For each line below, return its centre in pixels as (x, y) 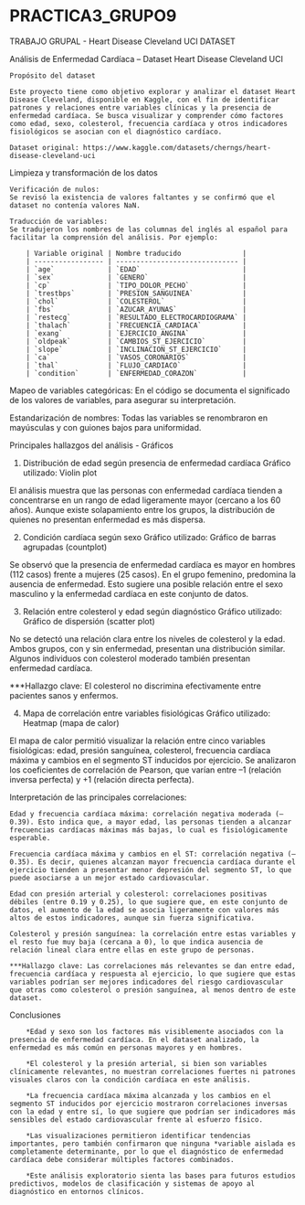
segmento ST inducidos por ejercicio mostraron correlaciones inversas (148, 1104)
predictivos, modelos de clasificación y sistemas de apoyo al (132, 1184)
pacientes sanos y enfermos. (64, 695)
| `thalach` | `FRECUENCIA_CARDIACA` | (137, 325)
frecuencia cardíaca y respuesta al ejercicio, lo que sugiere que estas (153, 974)
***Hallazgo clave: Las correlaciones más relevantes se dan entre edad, (153, 965)
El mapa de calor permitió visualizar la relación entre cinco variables (138, 741)
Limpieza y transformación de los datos (84, 172)
